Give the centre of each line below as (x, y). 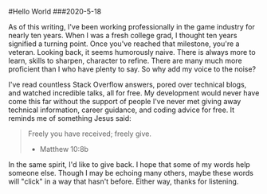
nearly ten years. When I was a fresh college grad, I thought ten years (123, 35)
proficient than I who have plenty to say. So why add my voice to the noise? (132, 69)
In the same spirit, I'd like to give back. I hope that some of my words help (130, 165)
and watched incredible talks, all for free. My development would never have (134, 93)
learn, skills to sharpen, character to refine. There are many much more (125, 60)
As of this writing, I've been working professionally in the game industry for (132, 27)
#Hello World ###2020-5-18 (55, 12)
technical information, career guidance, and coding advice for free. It (122, 110)
